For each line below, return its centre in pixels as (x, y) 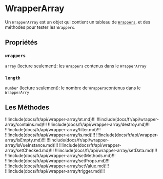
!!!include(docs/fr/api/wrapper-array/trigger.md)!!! (55, 171)
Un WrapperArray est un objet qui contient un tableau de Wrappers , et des (78, 22)
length (13, 78)
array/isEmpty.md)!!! (25, 140)
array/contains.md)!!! (26, 124)
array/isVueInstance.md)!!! (32, 145)
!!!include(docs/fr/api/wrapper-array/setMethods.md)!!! (61, 155)
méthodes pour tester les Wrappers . (40, 27)
